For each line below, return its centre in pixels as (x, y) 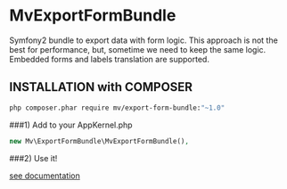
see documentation (45, 176)
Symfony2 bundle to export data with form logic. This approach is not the (143, 40)
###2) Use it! (33, 158)
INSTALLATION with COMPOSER (101, 87)
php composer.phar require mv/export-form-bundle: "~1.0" (117, 108)
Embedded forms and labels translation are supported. (109, 59)
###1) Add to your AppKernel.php (71, 125)
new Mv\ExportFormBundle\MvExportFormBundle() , (99, 141)
